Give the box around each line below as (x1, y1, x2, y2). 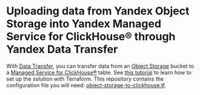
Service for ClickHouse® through (6, 30, 176, 43)
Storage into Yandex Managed (6, 17, 162, 31)
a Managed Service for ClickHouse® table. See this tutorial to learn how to (6, 69, 192, 76)
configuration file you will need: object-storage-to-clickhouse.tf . (6, 81, 167, 88)
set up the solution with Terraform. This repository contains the (6, 75, 164, 82)
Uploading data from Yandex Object (6, 4, 190, 18)
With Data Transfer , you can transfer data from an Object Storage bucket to (6, 62, 195, 70)
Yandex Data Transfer (6, 43, 118, 57)
